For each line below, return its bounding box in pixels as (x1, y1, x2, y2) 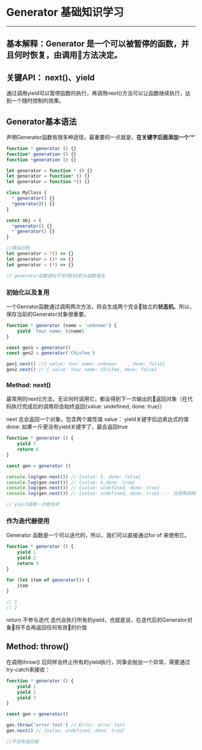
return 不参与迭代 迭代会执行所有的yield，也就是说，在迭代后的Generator (6, 616, 188, 623)
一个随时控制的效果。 (11, 97, 64, 104)
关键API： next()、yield (6, 72, 95, 83)
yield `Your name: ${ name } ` (17, 328, 87, 334)
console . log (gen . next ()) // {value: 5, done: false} (6, 473, 141, 480)
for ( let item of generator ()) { (6, 577, 90, 583)
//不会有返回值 (6, 739, 39, 745)
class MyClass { (6, 190, 47, 196)
